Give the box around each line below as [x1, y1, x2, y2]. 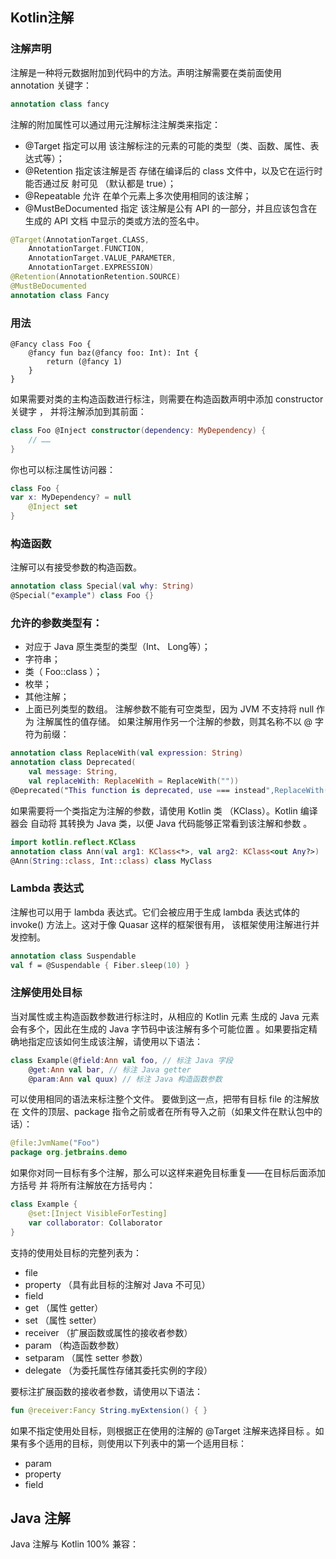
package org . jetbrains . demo [10, 1148, 128, 1158]
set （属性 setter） [24, 1314, 102, 1326]
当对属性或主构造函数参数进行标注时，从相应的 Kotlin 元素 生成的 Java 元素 [10, 1010, 320, 1022]
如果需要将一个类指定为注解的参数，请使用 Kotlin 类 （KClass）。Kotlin [10, 804, 298, 817]
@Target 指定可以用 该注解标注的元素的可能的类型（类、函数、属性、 [24, 139, 311, 152]
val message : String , [28, 767, 118, 777]
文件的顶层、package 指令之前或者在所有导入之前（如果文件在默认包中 [21, 1106, 314, 1118]
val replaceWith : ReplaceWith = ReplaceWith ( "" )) [28, 776, 240, 787]
